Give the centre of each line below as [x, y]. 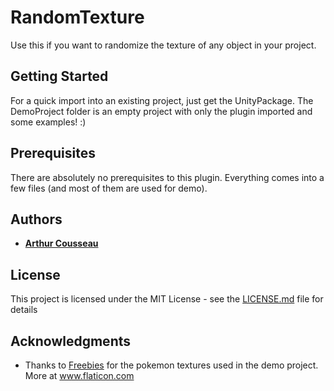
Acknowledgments [71, 341]
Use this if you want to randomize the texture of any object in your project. [163, 45]
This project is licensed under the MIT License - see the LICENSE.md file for [167, 299]
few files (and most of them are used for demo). [109, 188]
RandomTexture [77, 17]
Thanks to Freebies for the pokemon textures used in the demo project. [171, 365]
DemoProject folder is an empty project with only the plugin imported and [161, 111]
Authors [36, 219]
